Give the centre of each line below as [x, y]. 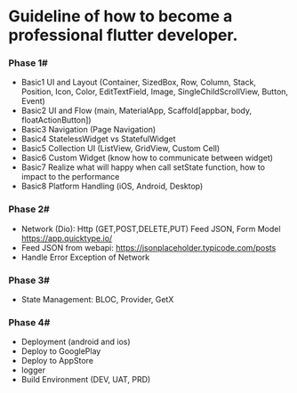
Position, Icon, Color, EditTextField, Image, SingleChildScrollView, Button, [155, 92]
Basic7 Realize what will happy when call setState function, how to [143, 167]
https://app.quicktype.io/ [67, 238]
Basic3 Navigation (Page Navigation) [88, 130]
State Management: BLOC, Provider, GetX [97, 300]
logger [33, 370]
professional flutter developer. [123, 35]
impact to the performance [70, 177]
